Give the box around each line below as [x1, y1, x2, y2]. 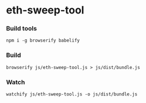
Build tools [6, 25, 37, 33]
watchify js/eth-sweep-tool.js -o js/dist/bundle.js [6, 91, 138, 97]
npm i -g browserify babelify [6, 37, 80, 44]
